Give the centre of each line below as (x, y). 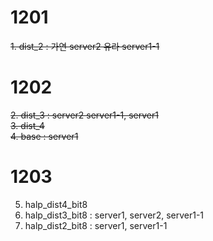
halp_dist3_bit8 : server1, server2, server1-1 (114, 215)
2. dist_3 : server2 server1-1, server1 (84, 115)
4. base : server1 (44, 136)
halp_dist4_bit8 (56, 204)
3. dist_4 (27, 125)
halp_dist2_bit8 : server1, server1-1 (96, 225)
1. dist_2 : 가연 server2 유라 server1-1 (85, 46)
